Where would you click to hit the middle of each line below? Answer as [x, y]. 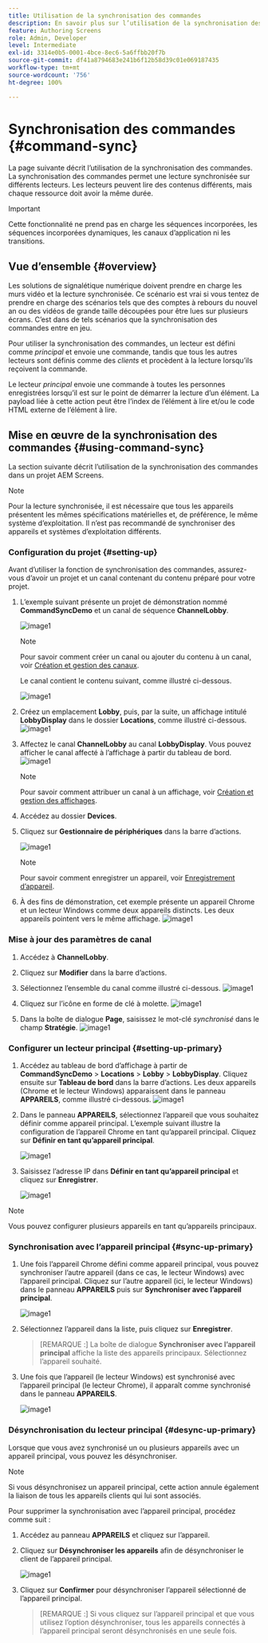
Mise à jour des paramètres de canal [80, 940]
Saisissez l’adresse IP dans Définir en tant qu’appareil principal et [129, 1171]
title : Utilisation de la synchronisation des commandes [105, 16]
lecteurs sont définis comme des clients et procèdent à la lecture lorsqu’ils [131, 361]
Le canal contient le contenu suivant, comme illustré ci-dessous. [126, 681]
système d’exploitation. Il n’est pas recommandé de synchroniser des [122, 523]
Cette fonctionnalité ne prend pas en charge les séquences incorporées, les [133, 224]
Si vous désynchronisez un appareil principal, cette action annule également [134, 1487]
